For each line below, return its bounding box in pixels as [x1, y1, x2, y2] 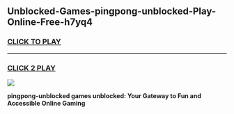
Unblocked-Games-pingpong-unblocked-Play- [7, 6, 217, 17]
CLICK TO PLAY [7, 37, 61, 47]
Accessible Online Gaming [7, 99, 86, 107]
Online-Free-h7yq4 [7, 17, 93, 28]
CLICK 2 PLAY [7, 63, 56, 73]
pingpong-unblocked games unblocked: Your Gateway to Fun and [7, 91, 202, 99]
